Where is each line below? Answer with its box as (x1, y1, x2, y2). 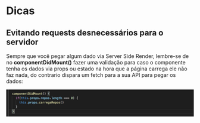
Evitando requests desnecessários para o (6, 28, 164, 38)
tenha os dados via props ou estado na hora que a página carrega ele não (6, 65, 187, 72)
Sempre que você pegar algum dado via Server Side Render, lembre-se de (6, 53, 189, 60)
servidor (6, 37, 39, 47)
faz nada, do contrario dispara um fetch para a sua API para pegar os (6, 72, 176, 78)
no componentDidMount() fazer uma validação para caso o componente (6, 59, 186, 66)
